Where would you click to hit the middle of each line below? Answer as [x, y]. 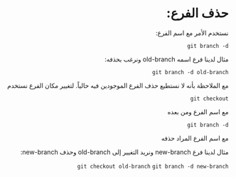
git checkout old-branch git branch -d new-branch [153, 166]
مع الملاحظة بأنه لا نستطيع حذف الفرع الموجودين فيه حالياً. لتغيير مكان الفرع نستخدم [118, 85]
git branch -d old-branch [191, 72]
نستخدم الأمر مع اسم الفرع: [192, 33]
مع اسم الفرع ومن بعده [198, 111]
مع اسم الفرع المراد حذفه [195, 138]
